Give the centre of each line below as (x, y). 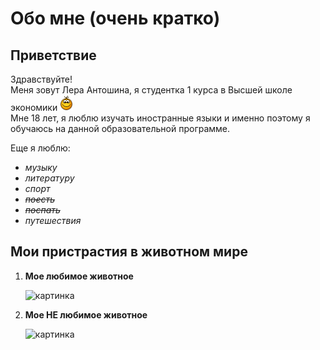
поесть (40, 199)
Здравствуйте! (41, 79)
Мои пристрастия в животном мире (129, 252)
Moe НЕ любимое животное (86, 314)
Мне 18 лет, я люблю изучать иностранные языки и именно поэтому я (160, 118)
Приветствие (53, 55)
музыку (41, 167)
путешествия (53, 220)
